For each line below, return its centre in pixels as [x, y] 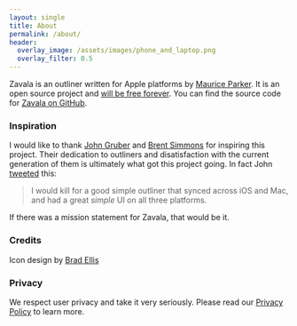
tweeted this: [33, 173]
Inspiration [33, 125]
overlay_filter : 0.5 [55, 59]
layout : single [37, 17]
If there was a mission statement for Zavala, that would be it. [120, 218]
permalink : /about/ [45, 34]
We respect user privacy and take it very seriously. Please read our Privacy [146, 302]
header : [23, 42]
